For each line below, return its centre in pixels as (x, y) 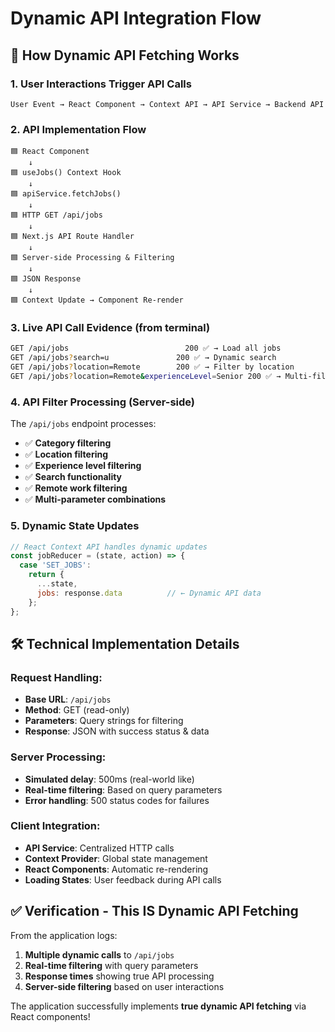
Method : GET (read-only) (77, 710)
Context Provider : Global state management (116, 858)
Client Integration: (55, 826)
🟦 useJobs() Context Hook (66, 173)
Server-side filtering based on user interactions (124, 986)
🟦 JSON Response (46, 279)
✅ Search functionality (73, 477)
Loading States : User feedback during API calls (123, 879)
